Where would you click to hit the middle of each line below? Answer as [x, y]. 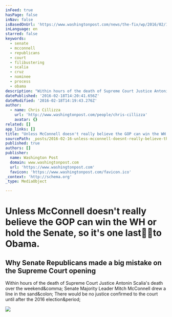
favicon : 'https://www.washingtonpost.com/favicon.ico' [71, 172]
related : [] [18, 124]
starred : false [21, 34]
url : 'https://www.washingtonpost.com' [52, 167]
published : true [23, 143]
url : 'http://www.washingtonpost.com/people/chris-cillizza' [81, 115]
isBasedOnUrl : [20, 24]
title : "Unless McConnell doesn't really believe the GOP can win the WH [86, 134]
